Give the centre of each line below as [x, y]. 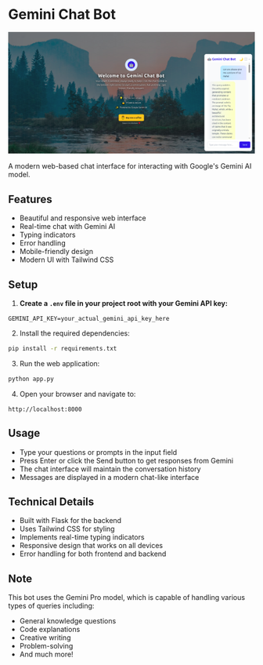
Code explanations [50, 630]
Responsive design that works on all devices [91, 546]
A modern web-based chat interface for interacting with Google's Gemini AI [130, 166]
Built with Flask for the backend [70, 521]
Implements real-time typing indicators [82, 537]
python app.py [31, 379]
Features [30, 199]
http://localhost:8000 [45, 409]
